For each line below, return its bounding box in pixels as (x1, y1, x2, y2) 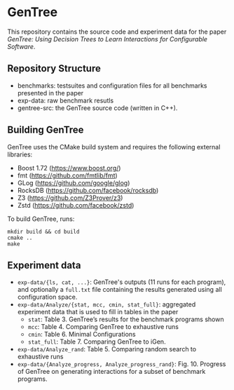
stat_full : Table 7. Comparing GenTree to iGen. (27, 337, 166, 346)
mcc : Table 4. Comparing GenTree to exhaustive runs (27, 323, 179, 331)
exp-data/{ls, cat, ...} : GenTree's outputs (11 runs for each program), (17, 278, 226, 286)
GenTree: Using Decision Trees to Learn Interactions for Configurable (7, 34, 208, 43)
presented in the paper (17, 88, 84, 97)
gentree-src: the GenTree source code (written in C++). (17, 103, 178, 112)
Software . (7, 42, 36, 51)
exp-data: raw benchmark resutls (17, 96, 114, 105)
